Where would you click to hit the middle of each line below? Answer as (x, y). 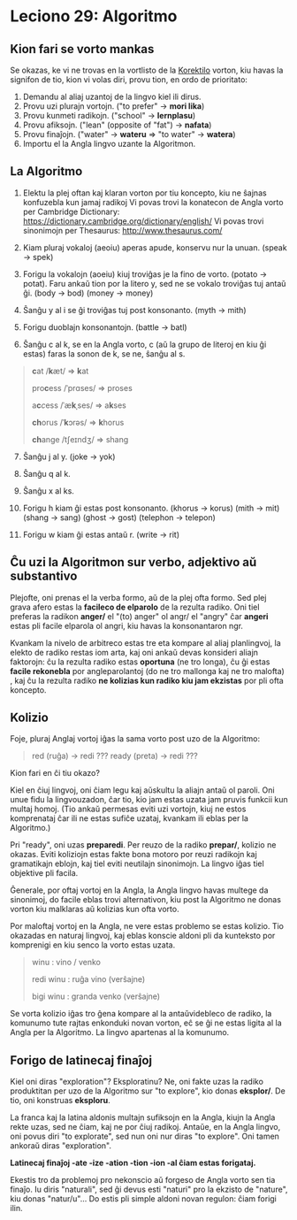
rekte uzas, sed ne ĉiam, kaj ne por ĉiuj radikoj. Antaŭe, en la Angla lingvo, (145, 1127)
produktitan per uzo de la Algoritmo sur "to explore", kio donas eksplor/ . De (148, 1091)
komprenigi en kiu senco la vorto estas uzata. (93, 945)
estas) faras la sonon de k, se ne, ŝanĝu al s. (104, 353)
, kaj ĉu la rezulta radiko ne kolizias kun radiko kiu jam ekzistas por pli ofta (147, 680)
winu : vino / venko (66, 963)
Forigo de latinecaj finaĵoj (81, 1060)
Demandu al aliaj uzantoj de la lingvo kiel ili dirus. (112, 96)
